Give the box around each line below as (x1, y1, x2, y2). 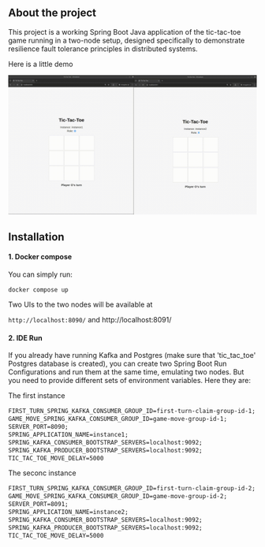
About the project (8, 6, 97, 20)
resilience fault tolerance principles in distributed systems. (8, 43, 199, 54)
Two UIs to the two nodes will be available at (8, 300, 153, 309)
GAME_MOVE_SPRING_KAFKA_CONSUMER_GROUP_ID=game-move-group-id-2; (8, 493, 227, 500)
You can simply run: (8, 270, 73, 279)
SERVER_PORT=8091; (8, 500, 69, 508)
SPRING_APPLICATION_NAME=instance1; (8, 431, 129, 439)
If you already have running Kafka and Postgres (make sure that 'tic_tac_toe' (8, 351, 256, 360)
